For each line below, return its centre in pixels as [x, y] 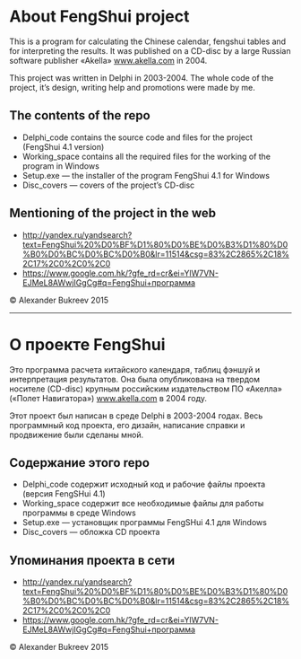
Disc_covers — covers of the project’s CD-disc [108, 185]
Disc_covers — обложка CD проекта [91, 532]
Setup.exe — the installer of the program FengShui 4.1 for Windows [146, 175]
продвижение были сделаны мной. [77, 435]
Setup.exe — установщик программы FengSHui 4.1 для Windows [144, 523]
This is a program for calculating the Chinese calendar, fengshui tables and [148, 41]
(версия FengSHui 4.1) [64, 494]
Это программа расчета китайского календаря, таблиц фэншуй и [135, 369]
